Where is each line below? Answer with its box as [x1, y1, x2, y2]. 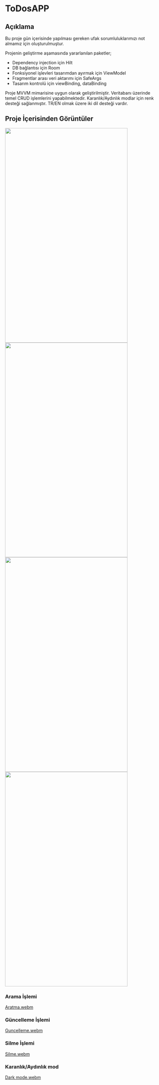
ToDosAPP [5, 3, 49, 14]
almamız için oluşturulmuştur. [5, 41, 65, 47]
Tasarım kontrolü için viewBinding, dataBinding [12, 80, 107, 86]
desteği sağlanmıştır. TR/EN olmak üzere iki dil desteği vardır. [5, 101, 128, 106]
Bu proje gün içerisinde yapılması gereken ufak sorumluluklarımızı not [5, 35, 145, 41]
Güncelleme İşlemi [5, 1016, 50, 1023]
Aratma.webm [5, 1004, 33, 1010]
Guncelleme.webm [5, 1028, 43, 1033]
